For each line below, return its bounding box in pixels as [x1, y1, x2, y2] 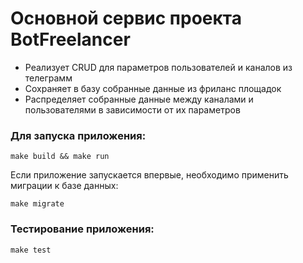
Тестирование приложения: [10, 222, 155, 236]
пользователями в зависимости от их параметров [24, 103, 241, 116]
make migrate [10, 199, 65, 209]
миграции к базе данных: [10, 180, 119, 192]
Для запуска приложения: [10, 128, 147, 142]
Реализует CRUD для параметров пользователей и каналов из [24, 61, 293, 73]
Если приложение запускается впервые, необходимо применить [10, 169, 289, 181]
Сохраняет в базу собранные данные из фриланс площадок [24, 82, 282, 94]
